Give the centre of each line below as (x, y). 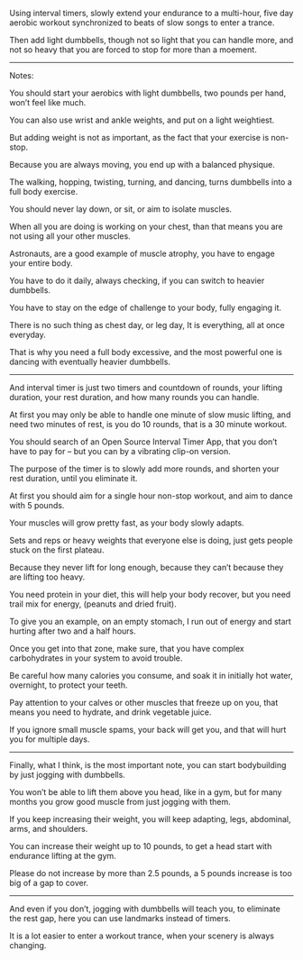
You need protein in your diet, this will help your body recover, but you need (150, 594)
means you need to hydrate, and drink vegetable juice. (110, 712)
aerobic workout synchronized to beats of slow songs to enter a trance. (142, 23)
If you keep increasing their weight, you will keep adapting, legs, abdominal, (150, 819)
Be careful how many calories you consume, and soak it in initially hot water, (151, 676)
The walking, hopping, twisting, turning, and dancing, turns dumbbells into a (151, 182)
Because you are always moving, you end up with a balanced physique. (142, 165)
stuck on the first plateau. (57, 550)
